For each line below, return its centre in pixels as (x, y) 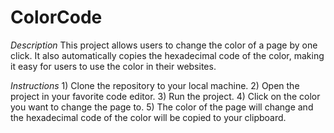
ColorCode (56, 17)
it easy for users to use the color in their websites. (113, 66)
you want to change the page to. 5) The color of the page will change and (162, 107)
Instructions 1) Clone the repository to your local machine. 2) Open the (155, 85)
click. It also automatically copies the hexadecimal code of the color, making (167, 55)
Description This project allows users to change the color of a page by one (164, 45)
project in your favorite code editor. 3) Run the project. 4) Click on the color (165, 96)
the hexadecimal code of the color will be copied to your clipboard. (148, 117)
